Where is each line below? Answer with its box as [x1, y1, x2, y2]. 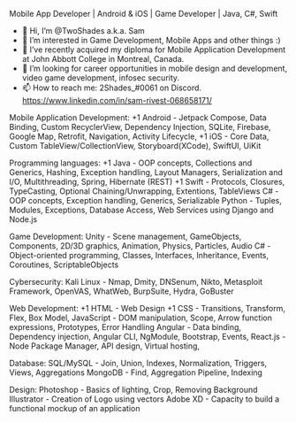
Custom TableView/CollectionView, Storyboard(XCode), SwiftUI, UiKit [9, 141, 262, 150]
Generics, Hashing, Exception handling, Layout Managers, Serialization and [9, 167, 283, 177]
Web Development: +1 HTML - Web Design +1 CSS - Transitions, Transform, [9, 303, 285, 313]
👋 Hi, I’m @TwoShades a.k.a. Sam [21, 26, 146, 35]
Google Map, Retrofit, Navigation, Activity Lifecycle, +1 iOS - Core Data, [9, 131, 269, 142]
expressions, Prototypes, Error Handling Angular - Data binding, [9, 322, 241, 332]
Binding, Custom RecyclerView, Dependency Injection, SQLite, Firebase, [9, 122, 271, 132]
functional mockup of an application [9, 403, 140, 413]
